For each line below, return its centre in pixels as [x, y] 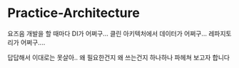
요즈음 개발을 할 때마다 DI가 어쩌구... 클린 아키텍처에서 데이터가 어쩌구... [107, 33]
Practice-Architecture [74, 13]
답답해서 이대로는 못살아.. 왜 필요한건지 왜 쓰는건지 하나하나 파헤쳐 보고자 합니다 [119, 57]
